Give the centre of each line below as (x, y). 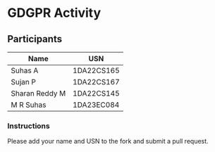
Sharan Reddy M (38, 93)
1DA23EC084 (96, 105)
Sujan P (24, 82)
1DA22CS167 (96, 82)
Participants (35, 39)
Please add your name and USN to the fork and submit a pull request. (108, 141)
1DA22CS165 (96, 70)
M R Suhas (29, 105)
